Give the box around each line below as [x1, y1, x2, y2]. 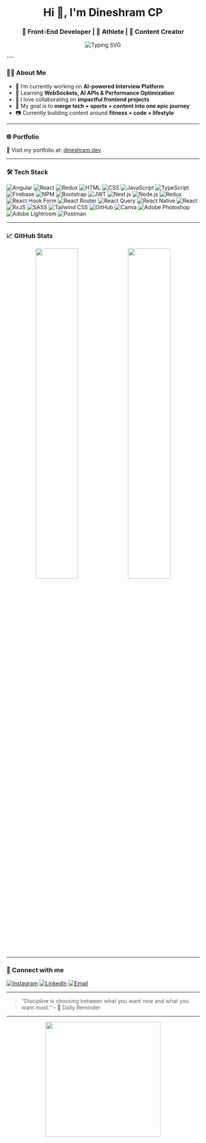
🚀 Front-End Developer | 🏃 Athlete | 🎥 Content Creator [21, 28, 185, 36]
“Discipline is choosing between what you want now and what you [21, 997, 189, 1004]
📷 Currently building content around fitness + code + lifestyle [15, 109, 174, 116]
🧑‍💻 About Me [6, 69, 46, 77]
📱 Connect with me [6, 966, 64, 974]
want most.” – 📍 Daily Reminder [21, 1004, 101, 1011]
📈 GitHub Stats [6, 231, 53, 240]
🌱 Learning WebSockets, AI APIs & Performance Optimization [15, 89, 175, 96]
